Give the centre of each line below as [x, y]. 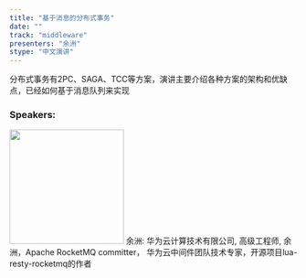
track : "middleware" [49, 35]
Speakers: [33, 115]
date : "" [26, 27]
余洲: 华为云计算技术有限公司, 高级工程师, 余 [209, 241]
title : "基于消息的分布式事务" [62, 18]
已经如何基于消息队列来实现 [77, 91]
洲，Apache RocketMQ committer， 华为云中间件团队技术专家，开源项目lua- [153, 252]
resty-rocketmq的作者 [51, 264]
